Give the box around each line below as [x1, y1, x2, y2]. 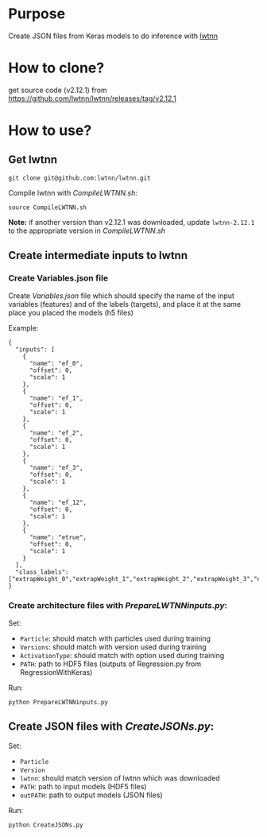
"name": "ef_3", [29, 463, 83, 471]
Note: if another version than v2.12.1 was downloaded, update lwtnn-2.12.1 [8, 217, 255, 227]
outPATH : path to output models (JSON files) [19, 790, 163, 800]
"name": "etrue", [29, 533, 87, 541]
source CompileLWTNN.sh [8, 203, 87, 211]
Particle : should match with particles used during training [19, 634, 211, 643]
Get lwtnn [8, 153, 58, 167]
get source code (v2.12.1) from [8, 85, 107, 95]
